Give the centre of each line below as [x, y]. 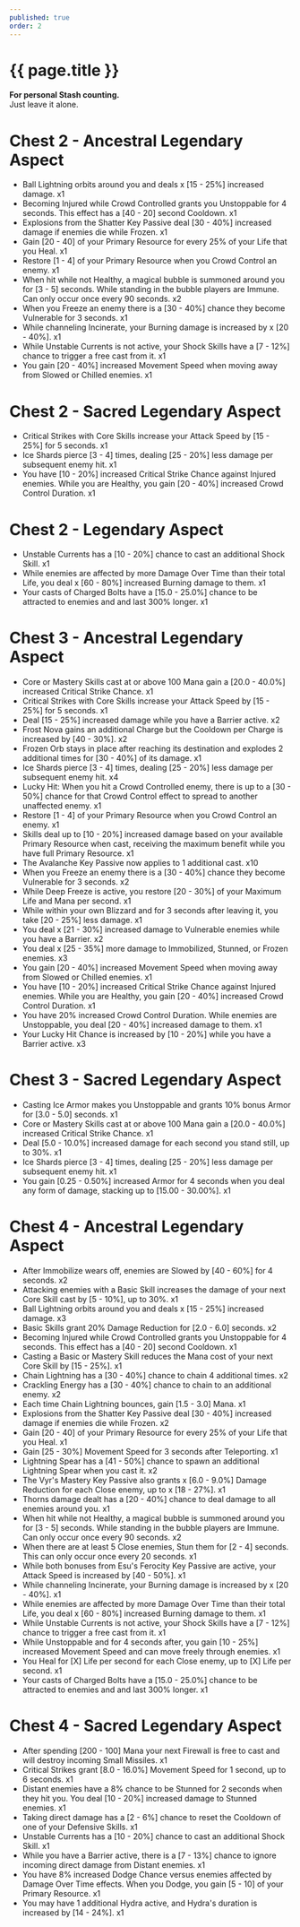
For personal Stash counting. [64, 95]
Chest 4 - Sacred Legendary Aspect [146, 1726]
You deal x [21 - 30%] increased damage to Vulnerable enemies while [151, 929]
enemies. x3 [45, 958]
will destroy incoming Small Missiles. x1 [94, 1760]
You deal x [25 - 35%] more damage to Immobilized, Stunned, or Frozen [155, 949]
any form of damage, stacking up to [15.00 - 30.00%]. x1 [126, 1191]
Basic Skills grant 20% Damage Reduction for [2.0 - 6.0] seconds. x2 [150, 1328]
